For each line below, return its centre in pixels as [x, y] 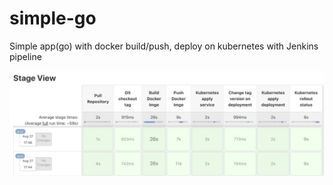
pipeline [25, 56]
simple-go [53, 18]
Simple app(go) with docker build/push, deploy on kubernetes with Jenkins [164, 46]
